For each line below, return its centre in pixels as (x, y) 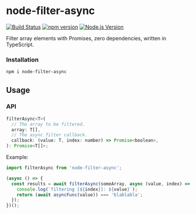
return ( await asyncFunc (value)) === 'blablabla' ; (80, 195)
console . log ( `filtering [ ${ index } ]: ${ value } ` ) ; (77, 189)
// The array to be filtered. (48, 124)
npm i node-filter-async (36, 72)
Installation (23, 60)
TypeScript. (20, 44)
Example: (17, 157)
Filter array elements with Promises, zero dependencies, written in (86, 38)
